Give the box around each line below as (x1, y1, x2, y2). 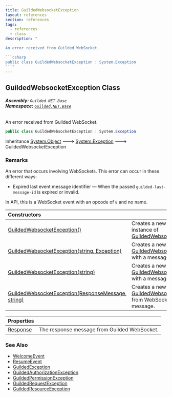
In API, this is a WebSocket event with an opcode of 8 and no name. (5, 199, 148, 205)
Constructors (8, 211, 41, 218)
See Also (5, 342, 28, 349)
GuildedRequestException (12, 381, 68, 387)
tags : (5, 22, 17, 27)
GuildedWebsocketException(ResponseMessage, (8, 290, 127, 297)
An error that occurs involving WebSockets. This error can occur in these (5, 168, 160, 175)
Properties (8, 317, 34, 325)
